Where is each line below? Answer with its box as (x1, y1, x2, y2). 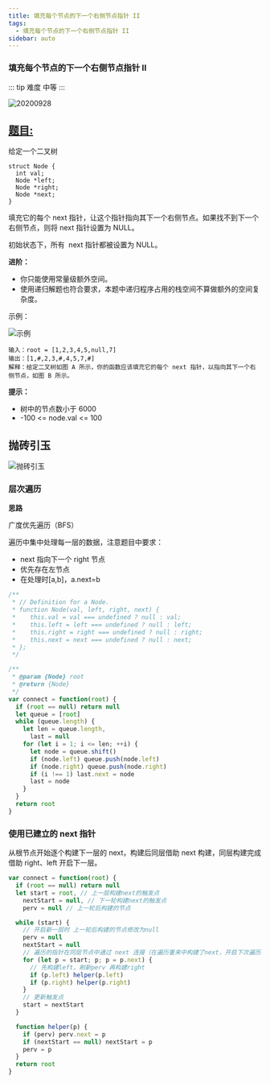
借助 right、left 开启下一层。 (8, 858, 102, 868)
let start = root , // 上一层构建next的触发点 (15, 889, 160, 897)
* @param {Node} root (11, 673, 84, 681)
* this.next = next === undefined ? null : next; (11, 635, 193, 644)
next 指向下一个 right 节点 (19, 555, 106, 564)
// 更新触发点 (22, 994, 64, 1002)
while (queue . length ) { (15, 717, 95, 725)
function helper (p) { (15, 1023, 88, 1031)
